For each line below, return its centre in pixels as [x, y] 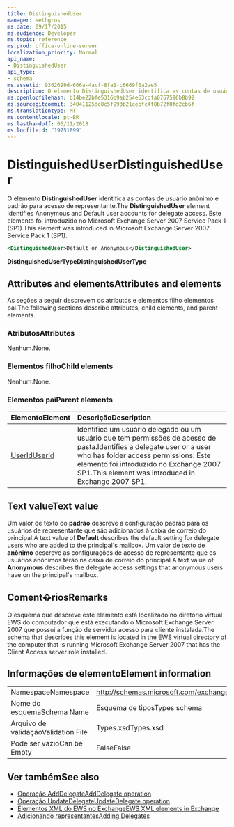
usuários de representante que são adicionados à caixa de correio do [107, 530]
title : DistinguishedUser [45, 14]
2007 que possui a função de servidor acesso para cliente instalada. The [111, 629]
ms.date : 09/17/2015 [37, 26]
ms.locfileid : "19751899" [45, 130]
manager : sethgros [34, 20]
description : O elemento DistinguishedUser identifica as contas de [109, 91]
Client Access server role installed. [57, 652]
